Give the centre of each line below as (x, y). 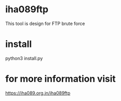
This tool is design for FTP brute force (45, 23)
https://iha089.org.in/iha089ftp (38, 93)
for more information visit (60, 79)
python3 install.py (24, 58)
